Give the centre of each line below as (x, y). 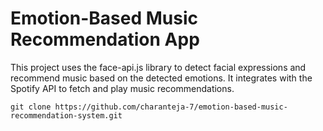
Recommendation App (105, 39)
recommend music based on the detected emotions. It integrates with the (161, 78)
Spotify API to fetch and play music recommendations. (122, 88)
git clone (31, 107)
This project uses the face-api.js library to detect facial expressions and (158, 67)
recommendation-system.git (66, 115)
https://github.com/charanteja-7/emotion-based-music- (171, 107)
